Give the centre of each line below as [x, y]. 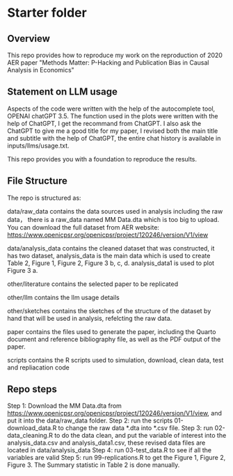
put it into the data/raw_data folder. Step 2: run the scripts [90, 421]
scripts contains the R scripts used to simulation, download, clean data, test [115, 360]
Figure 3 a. [23, 270]
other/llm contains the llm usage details [63, 297]
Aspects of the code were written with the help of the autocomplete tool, [111, 109]
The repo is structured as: [44, 198]
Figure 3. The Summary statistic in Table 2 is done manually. [94, 465]
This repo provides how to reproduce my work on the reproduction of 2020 [115, 55]
